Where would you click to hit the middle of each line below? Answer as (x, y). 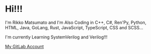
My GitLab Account (24, 46)
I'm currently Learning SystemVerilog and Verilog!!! (56, 37)
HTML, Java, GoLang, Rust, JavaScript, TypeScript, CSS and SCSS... (74, 27)
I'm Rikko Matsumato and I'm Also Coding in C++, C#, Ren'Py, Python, (76, 22)
